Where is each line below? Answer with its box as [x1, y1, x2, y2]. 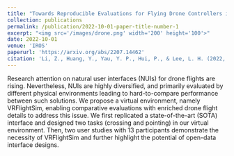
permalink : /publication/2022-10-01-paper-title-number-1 [7, 23, 179, 30]
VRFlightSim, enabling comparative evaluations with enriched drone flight [7, 103, 218, 112]
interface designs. [7, 140, 59, 149]
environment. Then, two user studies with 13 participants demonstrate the [7, 125, 219, 134]
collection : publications [7, 17, 82, 24]
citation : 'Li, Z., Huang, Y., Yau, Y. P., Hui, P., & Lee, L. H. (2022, [7, 55, 226, 62]
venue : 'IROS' [7, 42, 49, 49]
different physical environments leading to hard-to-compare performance [7, 89, 219, 97]
